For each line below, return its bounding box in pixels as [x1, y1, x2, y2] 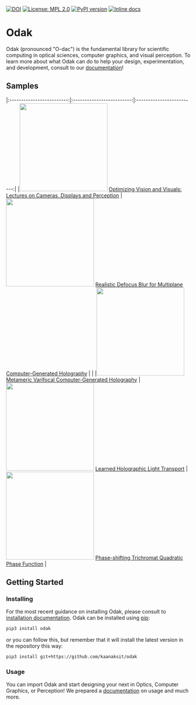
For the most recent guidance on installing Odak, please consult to [6, 608, 166, 615]
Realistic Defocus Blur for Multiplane [95, 281, 183, 288]
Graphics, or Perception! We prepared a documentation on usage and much [6, 687, 189, 694]
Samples [6, 81, 39, 91]
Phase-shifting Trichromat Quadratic [95, 554, 183, 561]
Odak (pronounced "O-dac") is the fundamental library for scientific [6, 45, 170, 52]
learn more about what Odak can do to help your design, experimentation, [6, 57, 184, 64]
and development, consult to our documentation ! [6, 64, 124, 71]
